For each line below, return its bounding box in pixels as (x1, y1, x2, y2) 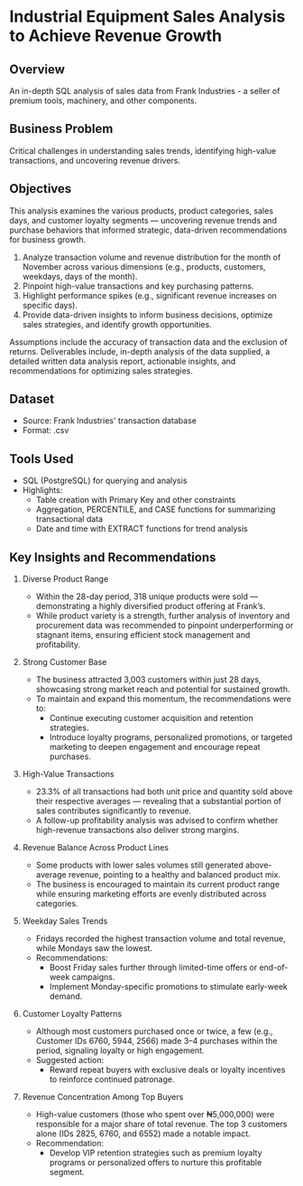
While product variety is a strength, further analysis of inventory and (35, 611, 290, 621)
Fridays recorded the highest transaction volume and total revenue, (35, 934, 286, 944)
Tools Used (9, 451, 74, 467)
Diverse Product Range (22, 574, 109, 584)
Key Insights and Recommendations (9, 549, 216, 565)
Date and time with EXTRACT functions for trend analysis (35, 523, 248, 535)
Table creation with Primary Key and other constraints (35, 495, 236, 506)
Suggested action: (35, 1055, 105, 1066)
